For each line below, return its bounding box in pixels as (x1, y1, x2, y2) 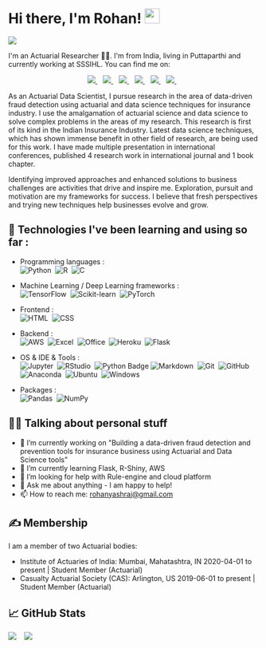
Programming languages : (19, 256, 105, 267)
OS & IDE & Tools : (19, 352, 80, 362)
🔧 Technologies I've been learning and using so (8, 223, 248, 237)
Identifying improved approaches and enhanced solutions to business (8, 174, 237, 184)
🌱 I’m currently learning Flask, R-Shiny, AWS (19, 463, 166, 472)
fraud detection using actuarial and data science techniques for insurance (8, 100, 251, 109)
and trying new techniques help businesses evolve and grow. (8, 200, 209, 209)
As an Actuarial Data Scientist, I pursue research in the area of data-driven (8, 91, 252, 101)
